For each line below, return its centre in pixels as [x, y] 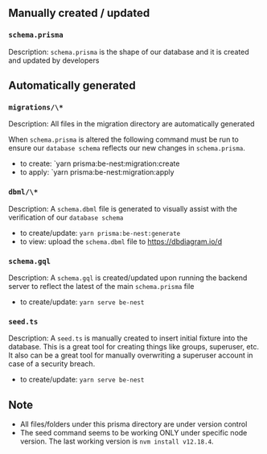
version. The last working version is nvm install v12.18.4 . [117, 441]
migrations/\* [36, 107]
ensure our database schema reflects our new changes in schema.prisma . [127, 148]
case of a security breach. [52, 364]
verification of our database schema [66, 217]
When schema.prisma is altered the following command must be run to [123, 139]
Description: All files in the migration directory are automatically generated [131, 124]
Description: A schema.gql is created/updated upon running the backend [128, 278]
